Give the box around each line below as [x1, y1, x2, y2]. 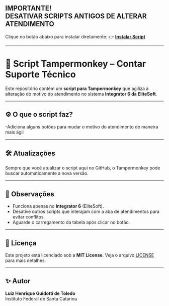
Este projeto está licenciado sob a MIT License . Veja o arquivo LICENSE [5, 252, 154, 258]
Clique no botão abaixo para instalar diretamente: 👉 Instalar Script [5, 33, 146, 39]
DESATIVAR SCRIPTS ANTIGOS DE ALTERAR [5, 12, 147, 21]
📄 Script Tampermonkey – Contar [5, 58, 146, 69]
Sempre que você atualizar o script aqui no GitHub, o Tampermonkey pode [5, 165, 160, 171]
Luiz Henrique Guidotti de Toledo [5, 290, 75, 296]
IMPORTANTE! [5, 4, 52, 13]
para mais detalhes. [5, 257, 46, 264]
